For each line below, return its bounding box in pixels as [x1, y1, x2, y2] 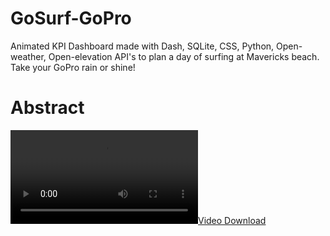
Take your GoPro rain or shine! [10, 61, 136, 73]
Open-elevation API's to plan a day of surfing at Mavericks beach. [48, 50, 320, 62]
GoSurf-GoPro [10, 7, 132, 30]
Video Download [198, 214, 267, 226]
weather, [10, 50, 47, 62]
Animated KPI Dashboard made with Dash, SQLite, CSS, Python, [10, 40, 275, 52]
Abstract [10, 97, 85, 119]
